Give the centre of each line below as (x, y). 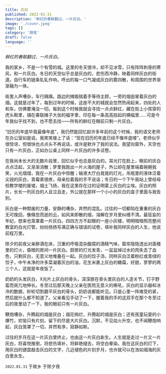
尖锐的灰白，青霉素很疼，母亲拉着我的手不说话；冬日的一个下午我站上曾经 (81, 179)
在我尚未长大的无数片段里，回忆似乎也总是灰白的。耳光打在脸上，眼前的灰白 (83, 160)
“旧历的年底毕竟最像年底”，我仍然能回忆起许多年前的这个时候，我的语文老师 (83, 131)
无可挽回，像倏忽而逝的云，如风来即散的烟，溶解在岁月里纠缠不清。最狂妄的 (83, 214)
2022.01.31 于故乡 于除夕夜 (33, 366)
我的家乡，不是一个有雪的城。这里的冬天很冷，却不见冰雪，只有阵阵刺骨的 (81, 67)
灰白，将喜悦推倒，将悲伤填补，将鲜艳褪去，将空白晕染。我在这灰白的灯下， (83, 343)
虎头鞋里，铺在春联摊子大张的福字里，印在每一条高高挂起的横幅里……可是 (80, 115)
